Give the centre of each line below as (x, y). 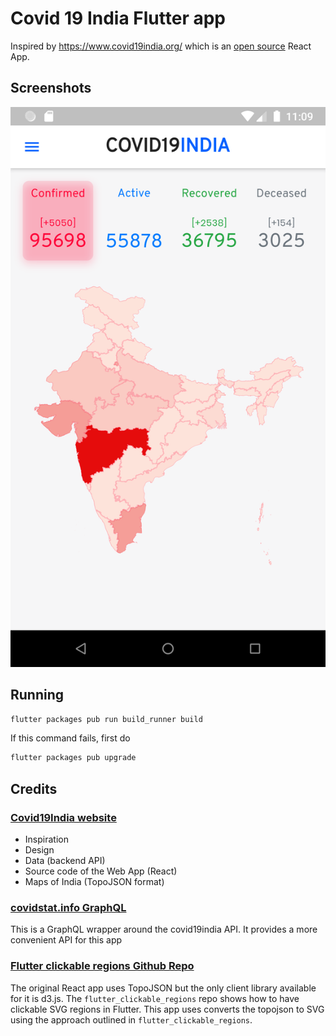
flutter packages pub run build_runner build (106, 719)
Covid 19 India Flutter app (118, 18)
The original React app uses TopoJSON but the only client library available (163, 988)
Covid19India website (63, 817)
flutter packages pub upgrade (73, 758)
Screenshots (51, 88)
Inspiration (46, 839)
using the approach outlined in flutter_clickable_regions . (131, 1019)
